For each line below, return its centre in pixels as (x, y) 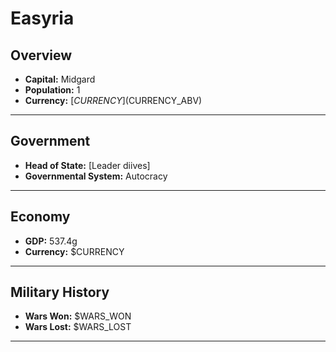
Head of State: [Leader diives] (87, 165)
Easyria (42, 18)
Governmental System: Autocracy (96, 176)
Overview (41, 55)
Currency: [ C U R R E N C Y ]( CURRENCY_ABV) (113, 100)
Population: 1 (52, 90)
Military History (60, 292)
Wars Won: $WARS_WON (78, 316)
